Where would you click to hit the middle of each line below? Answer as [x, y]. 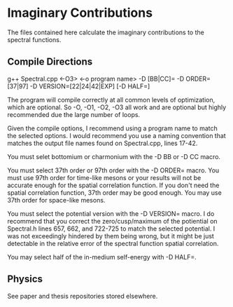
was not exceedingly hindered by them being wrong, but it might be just [111, 236]
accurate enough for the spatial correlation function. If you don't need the [113, 185]
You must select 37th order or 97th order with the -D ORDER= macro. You [113, 170]
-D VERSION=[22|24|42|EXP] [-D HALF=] [90, 86]
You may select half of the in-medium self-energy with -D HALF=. [102, 257]
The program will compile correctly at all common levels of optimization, [111, 100]
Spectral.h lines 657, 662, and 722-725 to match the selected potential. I [111, 228]
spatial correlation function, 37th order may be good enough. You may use [114, 192]
